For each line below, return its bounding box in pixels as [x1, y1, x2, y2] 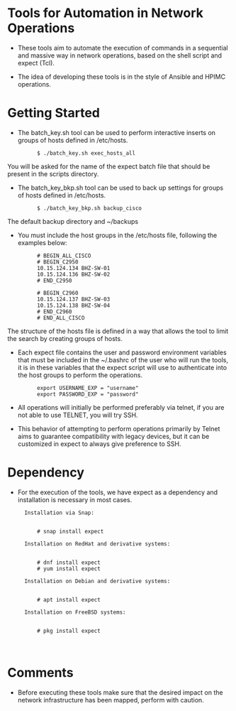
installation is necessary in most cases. [17, 495, 133, 504]
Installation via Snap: [24, 509, 94, 516]
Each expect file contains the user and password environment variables [17, 348, 227, 357]
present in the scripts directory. [7, 169, 99, 178]
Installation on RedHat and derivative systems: [24, 540, 171, 548]
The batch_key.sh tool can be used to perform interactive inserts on [17, 128, 216, 136]
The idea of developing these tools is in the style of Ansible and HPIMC [17, 72, 225, 81]
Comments [7, 665, 74, 680]
